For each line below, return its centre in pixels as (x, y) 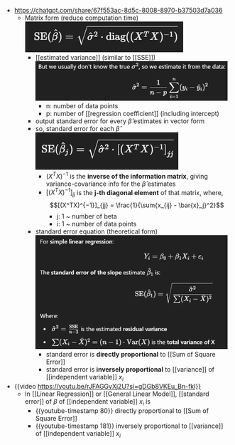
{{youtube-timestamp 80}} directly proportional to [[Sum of (122, 410)
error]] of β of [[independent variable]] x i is (88, 402)
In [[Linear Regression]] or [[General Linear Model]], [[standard (117, 394)
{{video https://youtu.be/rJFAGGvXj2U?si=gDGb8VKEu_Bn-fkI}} (107, 386)
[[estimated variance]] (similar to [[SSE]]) (95, 57)
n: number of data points (82, 105)
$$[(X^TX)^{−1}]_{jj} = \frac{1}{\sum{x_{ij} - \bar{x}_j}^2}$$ (137, 205)
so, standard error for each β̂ (77, 128)
